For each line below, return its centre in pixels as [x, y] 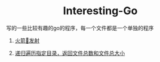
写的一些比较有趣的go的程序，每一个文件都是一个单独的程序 [80, 28]
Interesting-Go [100, 11]
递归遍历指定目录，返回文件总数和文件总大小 [70, 53]
